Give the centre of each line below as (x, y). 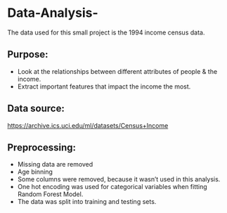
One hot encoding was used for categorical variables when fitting (112, 187)
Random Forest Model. (50, 194)
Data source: (36, 109)
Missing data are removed (55, 164)
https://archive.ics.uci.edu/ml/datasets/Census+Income (88, 125)
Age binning (35, 172)
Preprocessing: (41, 147)
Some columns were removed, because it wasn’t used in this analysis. (119, 179)
